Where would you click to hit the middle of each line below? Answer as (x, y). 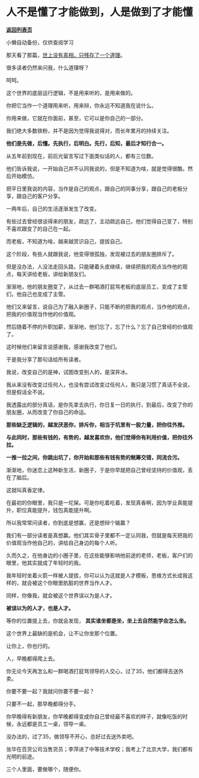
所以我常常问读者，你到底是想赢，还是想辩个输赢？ (68, 523)
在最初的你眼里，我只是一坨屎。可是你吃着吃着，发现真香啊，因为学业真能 (97, 502)
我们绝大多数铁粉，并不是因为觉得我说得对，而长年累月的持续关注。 (89, 131)
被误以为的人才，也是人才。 (40, 608)
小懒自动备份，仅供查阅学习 (40, 42)
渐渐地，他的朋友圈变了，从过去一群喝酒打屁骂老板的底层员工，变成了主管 (97, 286)
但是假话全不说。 (27, 392)
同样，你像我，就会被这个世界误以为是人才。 (61, 595)
